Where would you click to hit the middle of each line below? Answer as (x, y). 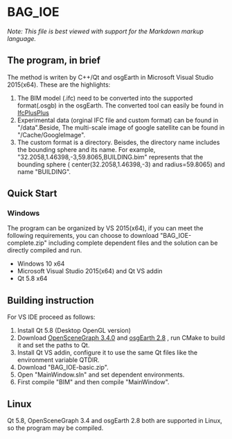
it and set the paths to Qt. (53, 345)
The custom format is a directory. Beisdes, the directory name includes (118, 142)
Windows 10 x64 (41, 264)
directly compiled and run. (45, 250)
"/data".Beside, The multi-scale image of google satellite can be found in (121, 127)
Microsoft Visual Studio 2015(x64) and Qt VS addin (90, 271)
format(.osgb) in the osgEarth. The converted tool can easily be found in (120, 105)
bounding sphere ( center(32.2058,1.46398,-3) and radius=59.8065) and (121, 164)
